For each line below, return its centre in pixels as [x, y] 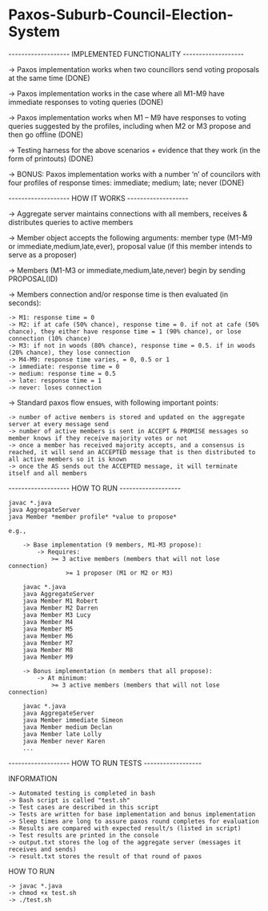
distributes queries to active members [71, 222]
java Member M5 [48, 629]
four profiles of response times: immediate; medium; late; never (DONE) [126, 183]
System [34, 32]
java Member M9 [48, 657]
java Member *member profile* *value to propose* [93, 517]
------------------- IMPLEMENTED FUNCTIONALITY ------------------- [126, 54]
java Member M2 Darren [60, 608]
